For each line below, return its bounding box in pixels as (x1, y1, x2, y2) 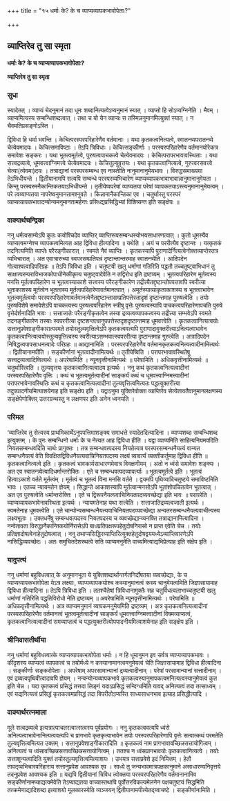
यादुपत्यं (7, 555, 26, 564)
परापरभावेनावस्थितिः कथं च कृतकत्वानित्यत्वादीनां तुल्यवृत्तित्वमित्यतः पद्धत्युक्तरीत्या (7, 379, 181, 388)
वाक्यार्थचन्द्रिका (7, 215, 45, 225)
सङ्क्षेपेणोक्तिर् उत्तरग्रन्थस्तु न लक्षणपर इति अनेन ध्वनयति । (7, 395, 135, 403)
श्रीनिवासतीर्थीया (7, 635, 46, 645)
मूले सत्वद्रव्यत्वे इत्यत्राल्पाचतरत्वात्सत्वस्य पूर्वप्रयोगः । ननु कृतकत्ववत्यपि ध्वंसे (7, 723, 170, 732)
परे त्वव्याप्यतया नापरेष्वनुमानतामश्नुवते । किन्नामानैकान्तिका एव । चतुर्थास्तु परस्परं (7, 190, 181, 199)
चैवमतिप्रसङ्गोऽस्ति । (7, 122, 54, 130)
